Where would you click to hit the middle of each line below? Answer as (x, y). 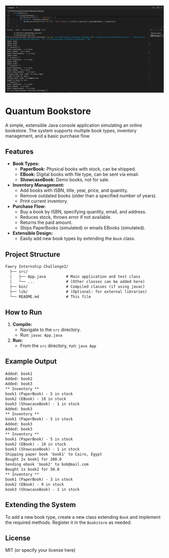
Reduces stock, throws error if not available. (66, 217)
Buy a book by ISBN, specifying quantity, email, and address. (83, 212)
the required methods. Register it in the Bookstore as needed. (68, 522)
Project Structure (33, 254)
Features (19, 151)
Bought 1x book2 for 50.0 (32, 469)
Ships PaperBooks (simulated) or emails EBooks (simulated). (83, 228)
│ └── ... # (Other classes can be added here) (77, 282)
